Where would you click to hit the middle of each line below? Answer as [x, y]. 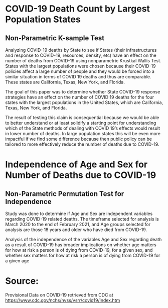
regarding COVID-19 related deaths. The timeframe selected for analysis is [82, 219]
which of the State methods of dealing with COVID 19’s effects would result [83, 128]
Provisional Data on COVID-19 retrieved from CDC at [59, 295]
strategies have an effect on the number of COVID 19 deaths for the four [80, 97]
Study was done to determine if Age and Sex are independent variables [79, 214]
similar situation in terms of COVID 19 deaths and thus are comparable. [78, 77]
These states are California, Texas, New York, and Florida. [65, 82]
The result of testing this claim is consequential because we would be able [82, 118]
